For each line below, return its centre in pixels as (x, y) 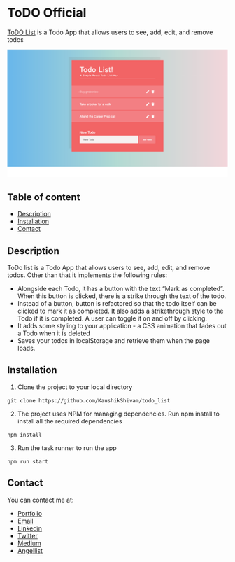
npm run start (28, 461)
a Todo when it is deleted (54, 333)
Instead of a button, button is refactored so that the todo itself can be (117, 303)
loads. (26, 348)
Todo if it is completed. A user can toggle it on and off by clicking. (112, 318)
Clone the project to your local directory (75, 387)
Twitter (28, 535)
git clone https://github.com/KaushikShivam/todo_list (89, 400)
